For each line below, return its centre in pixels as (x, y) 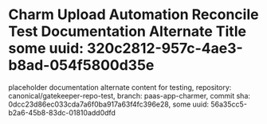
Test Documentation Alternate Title (128, 31)
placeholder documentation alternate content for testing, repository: (120, 87)
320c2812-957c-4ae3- (165, 48)
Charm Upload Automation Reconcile (133, 15)
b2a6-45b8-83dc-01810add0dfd (62, 112)
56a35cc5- (229, 104)
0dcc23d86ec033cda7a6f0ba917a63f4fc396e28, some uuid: (109, 104)
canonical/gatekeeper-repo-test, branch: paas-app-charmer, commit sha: (130, 95)
